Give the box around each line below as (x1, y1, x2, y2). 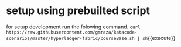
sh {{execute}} (142, 34, 176, 41)
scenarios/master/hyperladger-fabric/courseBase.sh (6, 35, 135, 41)
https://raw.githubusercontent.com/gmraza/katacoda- (6, 29, 138, 35)
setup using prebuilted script (6, 4, 151, 17)
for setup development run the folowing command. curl (6, 23, 141, 30)
